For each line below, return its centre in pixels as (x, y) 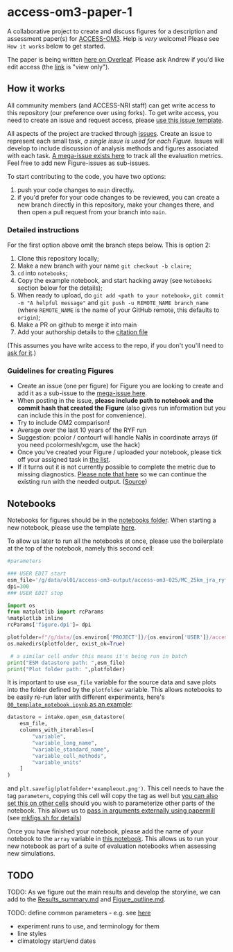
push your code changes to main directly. (76, 190)
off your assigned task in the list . (64, 460)
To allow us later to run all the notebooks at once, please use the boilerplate (115, 541)
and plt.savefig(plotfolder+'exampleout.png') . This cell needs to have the (115, 788)
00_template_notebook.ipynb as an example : (70, 704)
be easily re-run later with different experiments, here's (86, 697)
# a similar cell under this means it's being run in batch (99, 656)
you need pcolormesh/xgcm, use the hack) (79, 445)
